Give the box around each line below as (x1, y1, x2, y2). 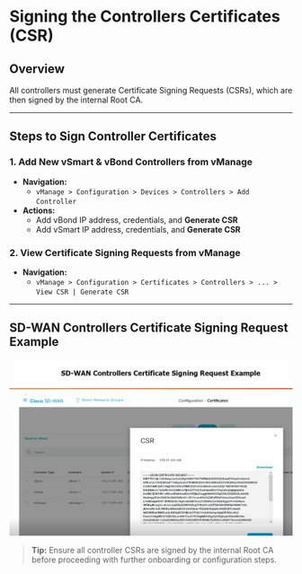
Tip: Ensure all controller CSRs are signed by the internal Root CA (31, 544, 274, 555)
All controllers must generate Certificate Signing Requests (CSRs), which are (9, 85, 293, 95)
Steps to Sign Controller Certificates (9, 128, 218, 145)
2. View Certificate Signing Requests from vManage (9, 246, 241, 259)
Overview (9, 61, 66, 76)
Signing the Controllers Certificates (9, 6, 280, 27)
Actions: (22, 205, 56, 216)
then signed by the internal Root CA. (9, 94, 144, 105)
